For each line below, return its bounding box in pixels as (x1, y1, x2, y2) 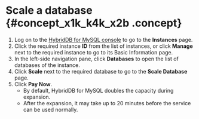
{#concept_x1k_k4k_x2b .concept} (5, 16, 182, 30)
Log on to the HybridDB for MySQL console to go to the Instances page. (14, 36, 193, 43)
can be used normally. (23, 106, 78, 113)
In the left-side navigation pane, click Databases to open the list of (14, 55, 179, 62)
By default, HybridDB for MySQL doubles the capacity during (23, 87, 174, 94)
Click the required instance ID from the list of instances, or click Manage (14, 42, 193, 50)
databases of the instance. (14, 61, 80, 69)
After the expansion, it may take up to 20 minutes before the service (23, 99, 191, 106)
